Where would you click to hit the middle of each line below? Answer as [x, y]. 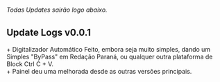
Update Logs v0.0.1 [49, 33]
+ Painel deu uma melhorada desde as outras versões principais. [99, 71]
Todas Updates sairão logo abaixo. [57, 10]
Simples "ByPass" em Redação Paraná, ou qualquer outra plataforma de [110, 57]
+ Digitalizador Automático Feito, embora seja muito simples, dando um [109, 49]
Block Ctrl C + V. [30, 64]
